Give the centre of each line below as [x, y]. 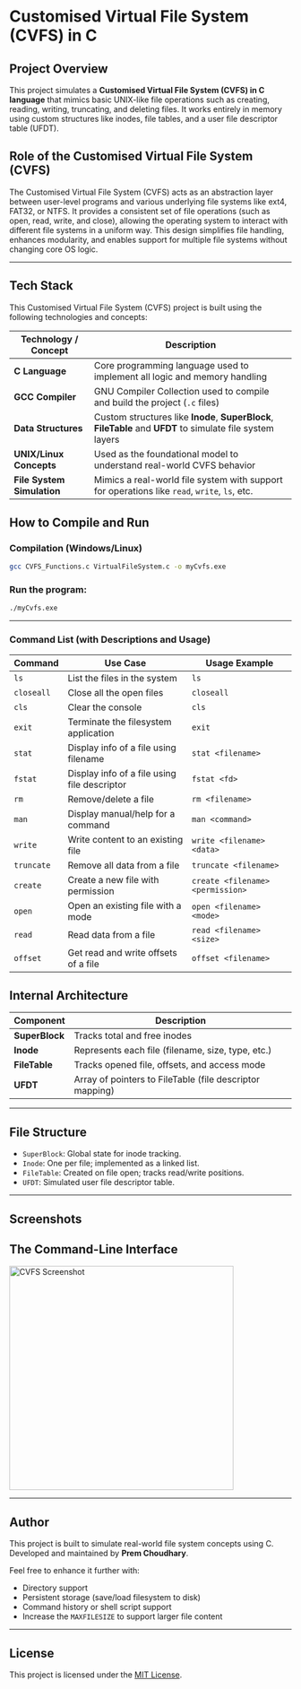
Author [29, 1522]
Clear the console [105, 707]
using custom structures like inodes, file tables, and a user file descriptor [144, 119]
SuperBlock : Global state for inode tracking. [102, 1154]
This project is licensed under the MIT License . [96, 1675]
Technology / [50, 339]
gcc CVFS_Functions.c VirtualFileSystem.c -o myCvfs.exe [118, 567]
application [91, 732]
